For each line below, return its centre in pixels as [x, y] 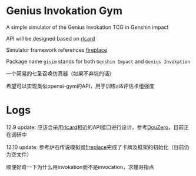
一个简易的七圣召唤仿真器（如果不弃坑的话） [60, 73]
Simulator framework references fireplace [57, 50]
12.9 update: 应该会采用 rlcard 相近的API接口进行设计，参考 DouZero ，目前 [95, 127]
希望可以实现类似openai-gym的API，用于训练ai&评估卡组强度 [80, 86]
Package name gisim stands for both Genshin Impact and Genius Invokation [98, 61]
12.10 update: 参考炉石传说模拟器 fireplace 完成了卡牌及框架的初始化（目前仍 [98, 147]
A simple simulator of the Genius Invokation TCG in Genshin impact [87, 27]
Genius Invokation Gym [64, 11]
